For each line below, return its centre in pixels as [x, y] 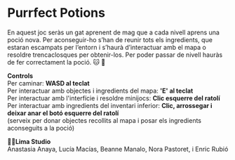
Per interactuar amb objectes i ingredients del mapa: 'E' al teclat [100, 91]
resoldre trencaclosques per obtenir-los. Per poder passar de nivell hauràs [115, 55]
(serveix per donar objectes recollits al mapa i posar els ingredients [105, 120]
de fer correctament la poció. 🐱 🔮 [56, 62]
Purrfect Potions [56, 13]
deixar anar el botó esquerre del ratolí [63, 113]
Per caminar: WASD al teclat [48, 83]
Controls [20, 76]
